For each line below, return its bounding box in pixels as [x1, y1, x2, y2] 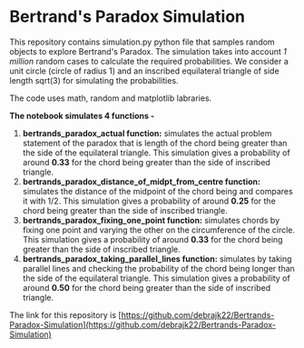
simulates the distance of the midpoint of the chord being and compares [22, 185, 293, 196]
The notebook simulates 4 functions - [9, 110, 155, 121]
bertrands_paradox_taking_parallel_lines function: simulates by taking [22, 253, 292, 264]
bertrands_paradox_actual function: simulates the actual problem [22, 127, 272, 138]
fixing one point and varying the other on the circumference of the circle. [22, 224, 296, 235]
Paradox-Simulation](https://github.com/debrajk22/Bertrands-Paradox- [9, 319, 277, 330]
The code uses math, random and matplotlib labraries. [9, 93, 212, 104]
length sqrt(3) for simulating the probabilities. [9, 75, 179, 85]
